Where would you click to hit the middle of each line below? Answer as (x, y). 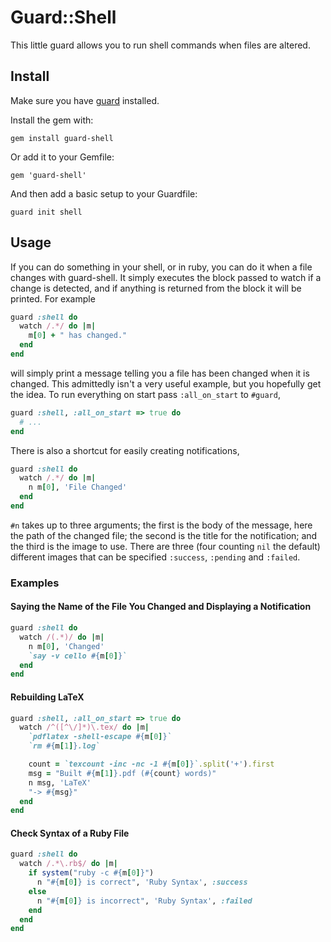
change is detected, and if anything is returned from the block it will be (156, 288)
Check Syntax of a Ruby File (70, 833)
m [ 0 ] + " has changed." (78, 336)
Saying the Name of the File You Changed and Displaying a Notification (161, 607)
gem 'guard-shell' (48, 175)
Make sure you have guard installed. (85, 100)
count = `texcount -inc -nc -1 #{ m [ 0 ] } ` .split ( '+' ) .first (151, 764)
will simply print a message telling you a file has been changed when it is (160, 373)
